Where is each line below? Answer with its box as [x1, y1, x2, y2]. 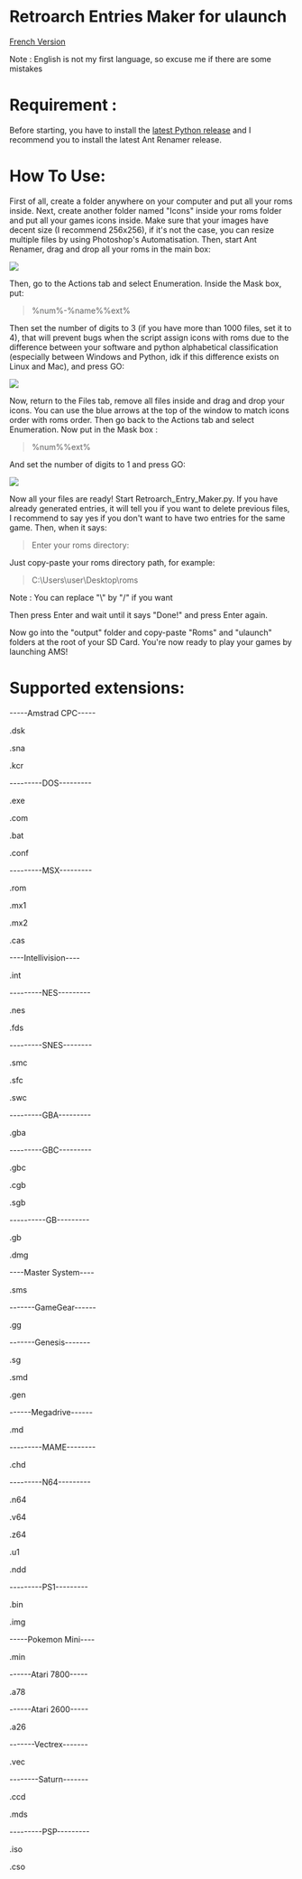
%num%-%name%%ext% [31, 305, 131, 316]
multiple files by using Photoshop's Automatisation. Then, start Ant [9, 234, 257, 244]
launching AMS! [9, 646, 69, 657]
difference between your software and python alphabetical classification [9, 341, 279, 353]
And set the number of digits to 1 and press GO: [9, 458, 187, 470]
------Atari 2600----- [9, 1703, 88, 1715]
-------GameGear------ [9, 1302, 96, 1313]
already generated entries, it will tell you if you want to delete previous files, [9, 502, 290, 513]
